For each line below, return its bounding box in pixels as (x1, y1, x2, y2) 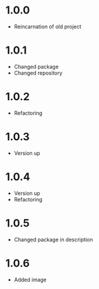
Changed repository (13, 69, 63, 77)
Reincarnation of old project (13, 23, 81, 30)
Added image (13, 276, 47, 283)
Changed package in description (13, 236, 93, 243)
